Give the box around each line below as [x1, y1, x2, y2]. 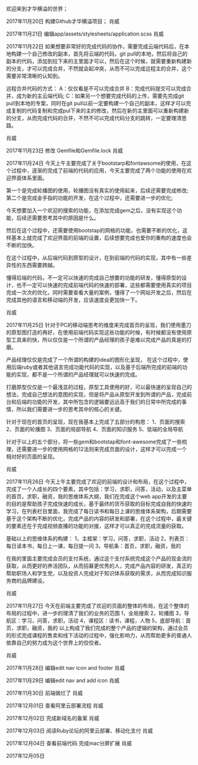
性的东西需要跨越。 [11, 262, 58, 268]
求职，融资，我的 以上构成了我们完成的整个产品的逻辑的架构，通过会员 [16, 624, 189, 631]
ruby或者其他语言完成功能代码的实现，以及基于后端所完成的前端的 [21, 364, 183, 371]
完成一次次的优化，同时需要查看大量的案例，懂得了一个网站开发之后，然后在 [6, 289, 192, 296]
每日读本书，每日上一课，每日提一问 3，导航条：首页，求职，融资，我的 [6, 543, 181, 549]
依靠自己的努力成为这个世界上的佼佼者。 [6, 639, 104, 646]
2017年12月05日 [6, 753, 45, 759]
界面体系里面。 [11, 174, 48, 181]
